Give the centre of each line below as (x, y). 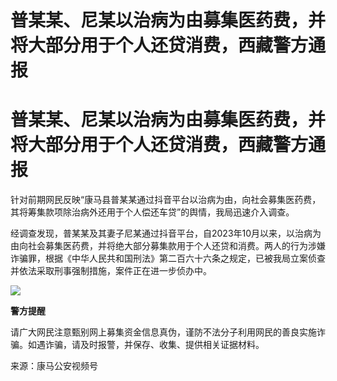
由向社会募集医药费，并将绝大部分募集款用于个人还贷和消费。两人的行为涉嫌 (168, 246)
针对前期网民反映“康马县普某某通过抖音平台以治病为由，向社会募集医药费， (166, 200)
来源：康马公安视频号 (54, 366)
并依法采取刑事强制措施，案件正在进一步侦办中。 (111, 271)
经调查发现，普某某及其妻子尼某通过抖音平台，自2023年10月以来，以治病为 (166, 233)
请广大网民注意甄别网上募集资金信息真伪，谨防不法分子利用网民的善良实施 (163, 332)
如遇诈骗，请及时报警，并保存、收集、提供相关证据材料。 (146, 345)
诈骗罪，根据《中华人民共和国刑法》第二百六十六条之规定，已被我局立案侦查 (168, 258)
